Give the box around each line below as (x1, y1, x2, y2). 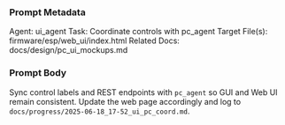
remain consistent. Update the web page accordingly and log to (9, 96, 242, 107)
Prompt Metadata (9, 6, 86, 18)
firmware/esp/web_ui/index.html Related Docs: (9, 35, 180, 46)
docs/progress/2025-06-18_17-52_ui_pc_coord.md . (9, 106, 190, 116)
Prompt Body (9, 67, 67, 79)
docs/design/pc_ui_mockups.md (9, 45, 128, 55)
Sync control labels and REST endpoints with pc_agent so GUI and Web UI (9, 86, 278, 98)
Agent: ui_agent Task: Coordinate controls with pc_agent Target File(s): (9, 26, 268, 37)
